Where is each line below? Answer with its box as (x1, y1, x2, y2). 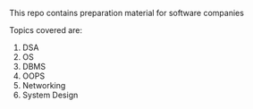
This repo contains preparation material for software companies (9, 8, 244, 18)
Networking (21, 80, 66, 90)
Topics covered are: (9, 25, 83, 35)
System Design (21, 89, 79, 100)
